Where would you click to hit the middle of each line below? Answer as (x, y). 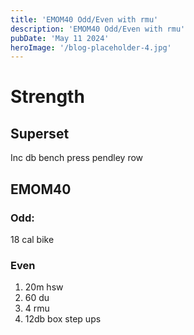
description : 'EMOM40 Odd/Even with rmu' (98, 29)
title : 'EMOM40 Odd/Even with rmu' (84, 19)
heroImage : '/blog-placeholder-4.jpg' (91, 47)
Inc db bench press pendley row (77, 158)
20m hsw (44, 287)
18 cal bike (32, 239)
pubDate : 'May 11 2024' (60, 38)
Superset (40, 133)
